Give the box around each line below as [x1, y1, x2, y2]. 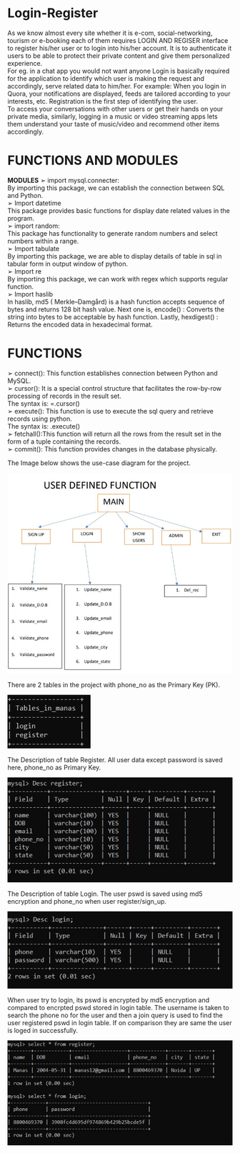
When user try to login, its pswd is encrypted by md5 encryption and [7, 996, 209, 1004]
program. [7, 214, 35, 222]
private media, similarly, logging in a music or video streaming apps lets [7, 112, 218, 121]
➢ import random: [7, 221, 60, 230]
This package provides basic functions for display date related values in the [7, 206, 230, 215]
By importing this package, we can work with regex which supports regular [7, 274, 229, 283]
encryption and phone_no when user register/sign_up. [7, 897, 166, 905]
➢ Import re [7, 266, 41, 276]
